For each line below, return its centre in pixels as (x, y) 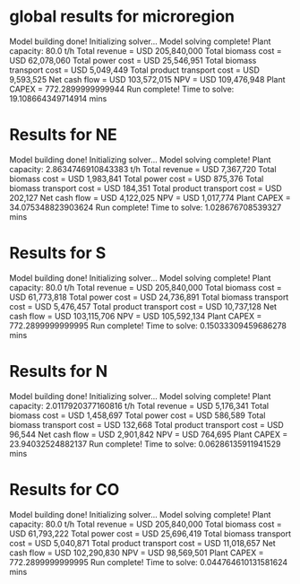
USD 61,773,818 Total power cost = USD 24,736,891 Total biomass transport (149, 297)
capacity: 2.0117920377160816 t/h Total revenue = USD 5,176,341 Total (139, 405)
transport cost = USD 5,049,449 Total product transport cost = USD (134, 70)
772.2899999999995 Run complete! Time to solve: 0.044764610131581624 (149, 562)
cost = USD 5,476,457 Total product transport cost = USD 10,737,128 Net (143, 306)
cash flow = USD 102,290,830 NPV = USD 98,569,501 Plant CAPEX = (137, 553)
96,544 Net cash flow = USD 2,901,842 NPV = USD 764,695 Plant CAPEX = (149, 434)
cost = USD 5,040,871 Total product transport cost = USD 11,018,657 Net (142, 543)
